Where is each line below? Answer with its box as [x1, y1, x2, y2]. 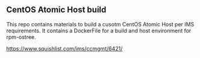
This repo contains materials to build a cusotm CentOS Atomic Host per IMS [6, 20, 195, 28]
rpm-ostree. [6, 33, 36, 41]
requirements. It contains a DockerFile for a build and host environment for [6, 27, 192, 34]
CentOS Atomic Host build [6, 5, 107, 15]
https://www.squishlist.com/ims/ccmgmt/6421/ [6, 45, 123, 52]
